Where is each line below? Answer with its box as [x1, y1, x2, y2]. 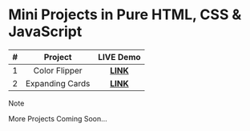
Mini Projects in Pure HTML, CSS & [8, 6, 242, 24]
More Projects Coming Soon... [8, 113, 108, 123]
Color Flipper [33, 65, 83, 76]
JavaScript [8, 22, 83, 41]
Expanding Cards [25, 77, 91, 89]
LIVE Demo [98, 51, 142, 62]
